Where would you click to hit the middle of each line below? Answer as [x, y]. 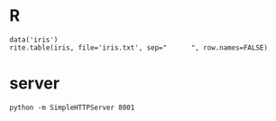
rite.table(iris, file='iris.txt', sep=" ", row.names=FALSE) [139, 47]
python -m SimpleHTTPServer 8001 [72, 107]
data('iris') [34, 40]
